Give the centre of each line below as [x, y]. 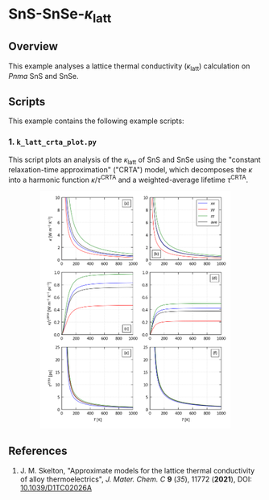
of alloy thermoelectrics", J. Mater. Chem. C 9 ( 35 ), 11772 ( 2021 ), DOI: [136, 479]
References [38, 451]
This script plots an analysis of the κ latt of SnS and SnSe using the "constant [134, 160]
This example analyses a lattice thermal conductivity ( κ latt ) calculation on [129, 67]
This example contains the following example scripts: [96, 121]
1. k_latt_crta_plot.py [52, 142]
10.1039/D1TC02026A [56, 487]
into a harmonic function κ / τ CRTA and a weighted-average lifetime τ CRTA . [128, 179]
